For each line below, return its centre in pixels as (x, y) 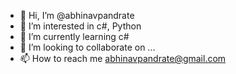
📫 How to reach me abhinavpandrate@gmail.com (123, 58)
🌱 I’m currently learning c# (74, 36)
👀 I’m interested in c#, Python (80, 26)
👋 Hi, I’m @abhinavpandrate (77, 15)
